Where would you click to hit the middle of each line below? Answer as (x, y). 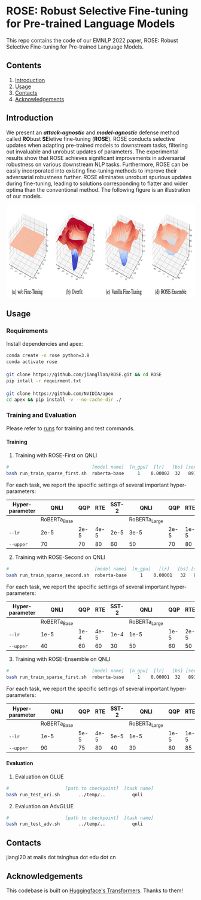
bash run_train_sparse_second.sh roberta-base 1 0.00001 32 (96, 575)
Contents (24, 66)
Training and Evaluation (41, 415)
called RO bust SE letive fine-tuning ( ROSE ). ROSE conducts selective (91, 138)
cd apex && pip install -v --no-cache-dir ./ (64, 400)
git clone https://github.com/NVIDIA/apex (60, 394)
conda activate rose (32, 362)
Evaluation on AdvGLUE (44, 806)
